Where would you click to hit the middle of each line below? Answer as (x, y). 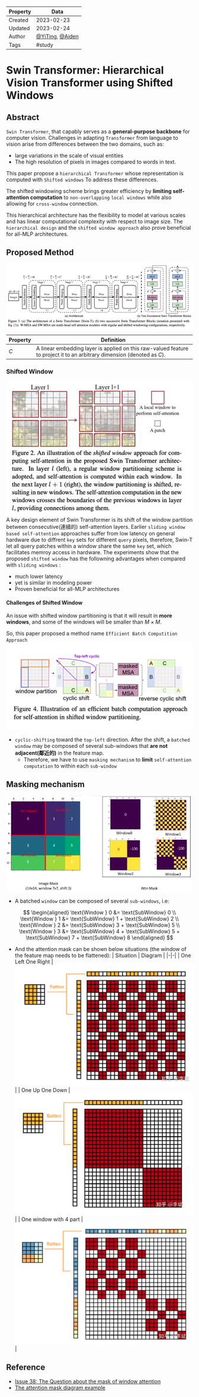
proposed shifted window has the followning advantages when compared (96, 559)
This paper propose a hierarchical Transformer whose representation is (95, 173)
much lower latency (39, 577)
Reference (26, 1367)
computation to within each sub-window (70, 766)
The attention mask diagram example (60, 1388)
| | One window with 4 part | (49, 1219)
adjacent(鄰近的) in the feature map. (59, 753)
